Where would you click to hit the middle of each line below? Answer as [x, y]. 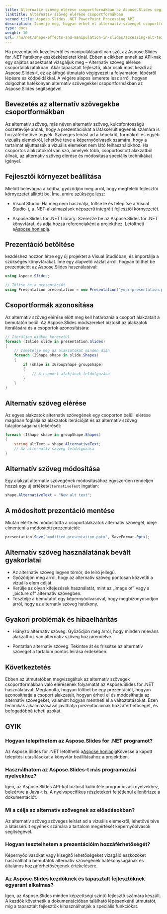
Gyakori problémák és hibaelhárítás [61, 620]
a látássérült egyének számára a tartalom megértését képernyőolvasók [78, 826]
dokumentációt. [21, 797]
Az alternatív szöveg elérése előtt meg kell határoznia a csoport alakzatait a [83, 317]
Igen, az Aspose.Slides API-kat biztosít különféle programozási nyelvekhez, [83, 787]
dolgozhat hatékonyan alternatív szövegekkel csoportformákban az [74, 83]
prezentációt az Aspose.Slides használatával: [51, 267]
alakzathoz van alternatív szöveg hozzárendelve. [62, 637]
